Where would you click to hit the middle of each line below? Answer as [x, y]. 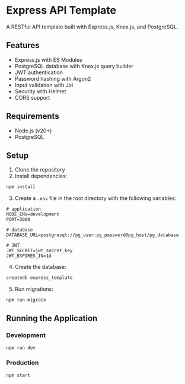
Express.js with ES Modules [48, 59]
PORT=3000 [18, 220]
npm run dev [21, 348]
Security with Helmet [40, 91]
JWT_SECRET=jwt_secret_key [39, 251]
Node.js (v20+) [33, 131]
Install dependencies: [41, 176]
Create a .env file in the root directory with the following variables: [95, 198]
